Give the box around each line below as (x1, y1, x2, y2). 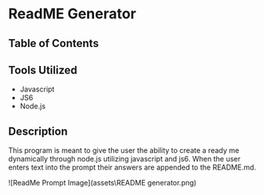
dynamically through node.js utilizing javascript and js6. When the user (8, 154, 241, 164)
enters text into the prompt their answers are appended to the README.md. (8, 162, 257, 172)
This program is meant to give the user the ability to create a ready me (8, 146, 239, 155)
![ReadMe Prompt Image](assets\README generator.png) (8, 178, 197, 188)
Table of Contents (8, 37, 100, 50)
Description (8, 124, 68, 138)
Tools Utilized (8, 63, 78, 76)
